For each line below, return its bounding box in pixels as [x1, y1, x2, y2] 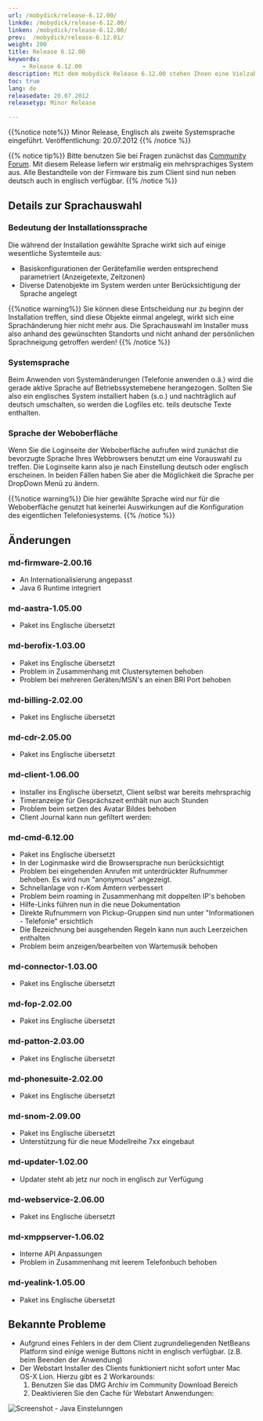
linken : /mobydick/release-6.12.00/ [8, 26, 128, 34]
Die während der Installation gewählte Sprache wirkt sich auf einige [8, 240, 226, 250]
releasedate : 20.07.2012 [8, 92, 89, 100]
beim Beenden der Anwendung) [19, 1355, 123, 1364]
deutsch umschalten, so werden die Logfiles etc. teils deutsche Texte [8, 400, 232, 409]
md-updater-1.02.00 [8, 1156, 88, 1167]
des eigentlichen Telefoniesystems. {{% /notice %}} [8, 511, 176, 521]
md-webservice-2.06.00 [8, 1194, 105, 1205]
